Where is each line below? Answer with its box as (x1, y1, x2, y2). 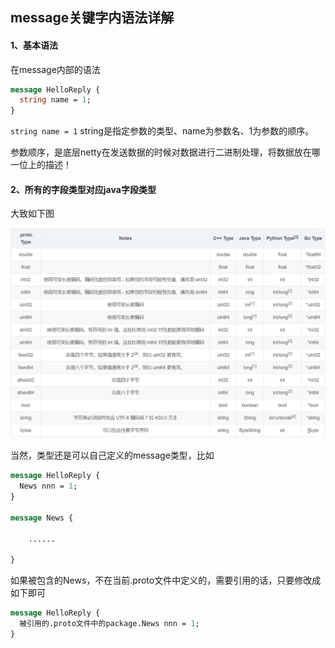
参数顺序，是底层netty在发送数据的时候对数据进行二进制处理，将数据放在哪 (10, 146, 321, 158)
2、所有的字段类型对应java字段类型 (10, 183, 157, 195)
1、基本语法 (10, 39, 59, 51)
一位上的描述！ (10, 159, 72, 171)
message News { (10, 513, 74, 523)
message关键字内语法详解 (10, 9, 175, 27)
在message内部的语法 (10, 63, 101, 75)
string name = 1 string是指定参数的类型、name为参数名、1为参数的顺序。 (10, 125, 315, 137)
